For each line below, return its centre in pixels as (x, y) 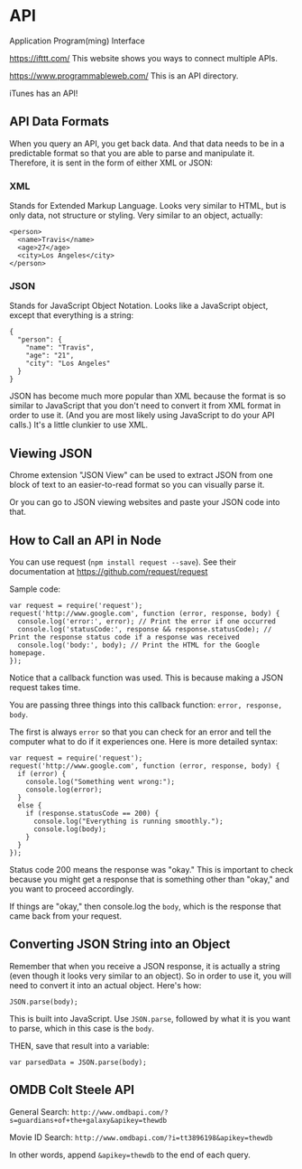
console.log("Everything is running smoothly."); (128, 821)
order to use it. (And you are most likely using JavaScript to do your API (142, 416)
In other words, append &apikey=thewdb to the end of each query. (130, 1155)
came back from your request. (66, 916)
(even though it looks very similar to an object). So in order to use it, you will (150, 976)
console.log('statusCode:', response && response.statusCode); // (145, 629)
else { (30, 805)
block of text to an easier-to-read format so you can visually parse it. (137, 485)
